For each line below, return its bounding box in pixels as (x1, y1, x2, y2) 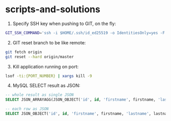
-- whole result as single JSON (5, 92, 74, 98)
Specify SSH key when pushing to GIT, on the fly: (12, 20, 116, 27)
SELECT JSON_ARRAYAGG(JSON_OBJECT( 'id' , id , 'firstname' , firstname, (5, 97, 156, 103)
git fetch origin (5, 50, 42, 55)
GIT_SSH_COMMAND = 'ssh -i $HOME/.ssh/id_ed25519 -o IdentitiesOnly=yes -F (5, 30, 165, 35)
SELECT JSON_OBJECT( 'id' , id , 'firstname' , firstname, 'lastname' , (5, 111, 152, 116)
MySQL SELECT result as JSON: (12, 83, 80, 89)
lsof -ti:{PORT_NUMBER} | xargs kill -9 (5, 73, 93, 79)
